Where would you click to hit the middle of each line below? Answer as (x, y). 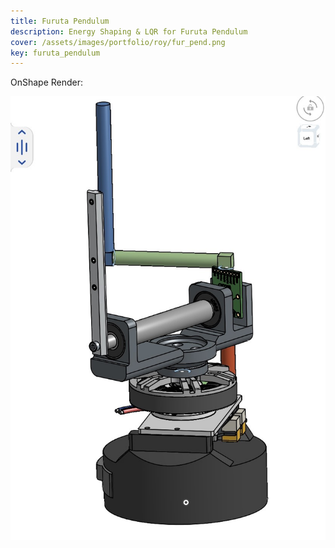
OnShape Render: (47, 82)
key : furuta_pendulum (55, 53)
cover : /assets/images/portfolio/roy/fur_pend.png (118, 42)
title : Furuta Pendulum (60, 21)
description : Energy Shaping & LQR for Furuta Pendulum (129, 31)
